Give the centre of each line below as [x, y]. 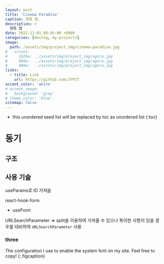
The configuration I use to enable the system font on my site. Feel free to [80, 250]
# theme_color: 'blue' [29, 98]
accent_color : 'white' [29, 84]
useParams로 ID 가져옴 [28, 190]
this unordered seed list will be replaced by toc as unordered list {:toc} [85, 117]
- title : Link [24, 75]
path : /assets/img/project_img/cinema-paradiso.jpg [65, 47]
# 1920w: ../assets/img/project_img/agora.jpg [59, 56]
